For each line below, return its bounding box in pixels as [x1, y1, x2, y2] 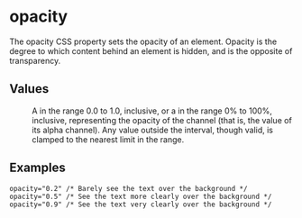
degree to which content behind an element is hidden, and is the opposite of [9, 45, 293, 56]
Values [9, 81, 50, 96]
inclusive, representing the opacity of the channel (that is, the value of [32, 114, 293, 125]
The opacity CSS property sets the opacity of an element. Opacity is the [9, 36, 278, 47]
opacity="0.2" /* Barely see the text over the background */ [9, 184, 248, 193]
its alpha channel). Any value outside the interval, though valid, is [32, 124, 273, 135]
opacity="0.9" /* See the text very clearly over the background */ [9, 200, 272, 209]
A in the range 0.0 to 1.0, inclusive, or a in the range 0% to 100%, [32, 105, 273, 116]
